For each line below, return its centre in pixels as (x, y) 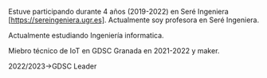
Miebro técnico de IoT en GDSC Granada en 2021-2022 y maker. (114, 51)
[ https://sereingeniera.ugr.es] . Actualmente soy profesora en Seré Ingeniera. (134, 20)
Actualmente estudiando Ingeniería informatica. (86, 35)
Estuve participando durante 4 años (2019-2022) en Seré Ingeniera (118, 12)
